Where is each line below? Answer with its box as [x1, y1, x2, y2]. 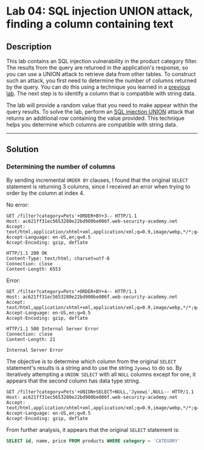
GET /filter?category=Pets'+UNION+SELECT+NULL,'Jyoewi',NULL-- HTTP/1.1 [6, 389, 194, 395]
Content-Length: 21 [6, 336, 56, 342]
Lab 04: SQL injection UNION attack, [6, 4, 193, 18]
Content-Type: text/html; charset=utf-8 [6, 255, 110, 261]
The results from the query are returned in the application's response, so [6, 64, 188, 71]
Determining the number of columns [6, 162, 115, 171]
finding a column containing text [6, 17, 174, 31]
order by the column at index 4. [6, 189, 85, 196]
